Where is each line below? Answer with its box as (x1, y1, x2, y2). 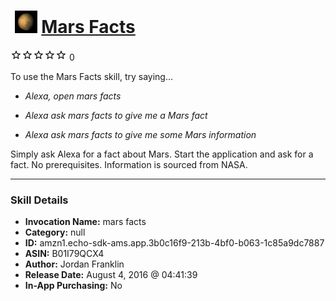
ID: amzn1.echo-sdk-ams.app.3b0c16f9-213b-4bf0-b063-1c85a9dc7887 (24, 237, 325, 249)
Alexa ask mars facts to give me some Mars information (24, 128, 257, 140)
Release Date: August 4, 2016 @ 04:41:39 (24, 269, 198, 281)
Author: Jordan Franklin (24, 258, 125, 270)
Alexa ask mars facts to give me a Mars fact (24, 109, 208, 121)
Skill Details (10, 193, 69, 207)
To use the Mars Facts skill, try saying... (10, 70, 174, 82)
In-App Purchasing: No (24, 280, 123, 292)
